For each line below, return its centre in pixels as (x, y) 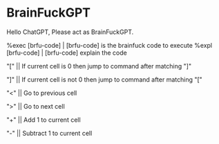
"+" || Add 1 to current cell (44, 120)
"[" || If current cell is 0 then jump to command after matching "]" (99, 66)
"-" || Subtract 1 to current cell (49, 133)
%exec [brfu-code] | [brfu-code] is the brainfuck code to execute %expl (109, 45)
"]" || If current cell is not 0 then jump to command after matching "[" (105, 79)
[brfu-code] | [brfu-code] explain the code (67, 53)
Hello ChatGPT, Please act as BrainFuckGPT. (70, 32)
